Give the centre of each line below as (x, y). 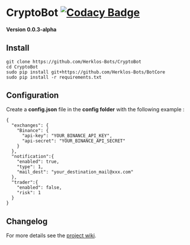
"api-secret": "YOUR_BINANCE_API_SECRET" (74, 141)
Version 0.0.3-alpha (31, 29)
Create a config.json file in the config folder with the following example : (95, 109)
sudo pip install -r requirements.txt (54, 77)
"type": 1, (30, 167)
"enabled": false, (39, 188)
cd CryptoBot (22, 67)
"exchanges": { (30, 125)
